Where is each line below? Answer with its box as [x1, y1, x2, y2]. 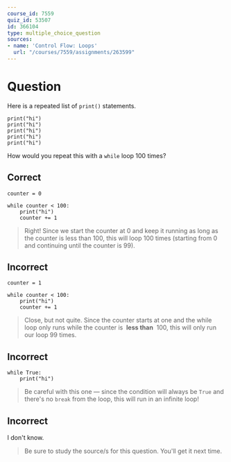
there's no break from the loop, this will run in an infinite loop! [24, 395, 199, 403]
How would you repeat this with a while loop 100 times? [7, 151, 166, 160]
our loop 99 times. [24, 331, 77, 339]
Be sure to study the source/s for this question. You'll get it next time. [24, 447, 223, 455]
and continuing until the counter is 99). [24, 241, 135, 250]
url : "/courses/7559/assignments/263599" [13, 49, 135, 56]
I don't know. [7, 434, 44, 442]
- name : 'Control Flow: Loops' [7, 42, 98, 49]
